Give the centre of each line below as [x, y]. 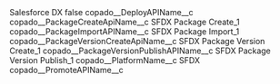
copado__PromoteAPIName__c [67, 70]
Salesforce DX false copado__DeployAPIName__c [101, 12]
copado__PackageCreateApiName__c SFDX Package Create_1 [125, 22]
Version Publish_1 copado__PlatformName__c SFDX [105, 60]
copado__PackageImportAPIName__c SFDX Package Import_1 [125, 32]
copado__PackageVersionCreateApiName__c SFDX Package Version [137, 41]
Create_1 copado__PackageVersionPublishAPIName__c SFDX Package [140, 51]
